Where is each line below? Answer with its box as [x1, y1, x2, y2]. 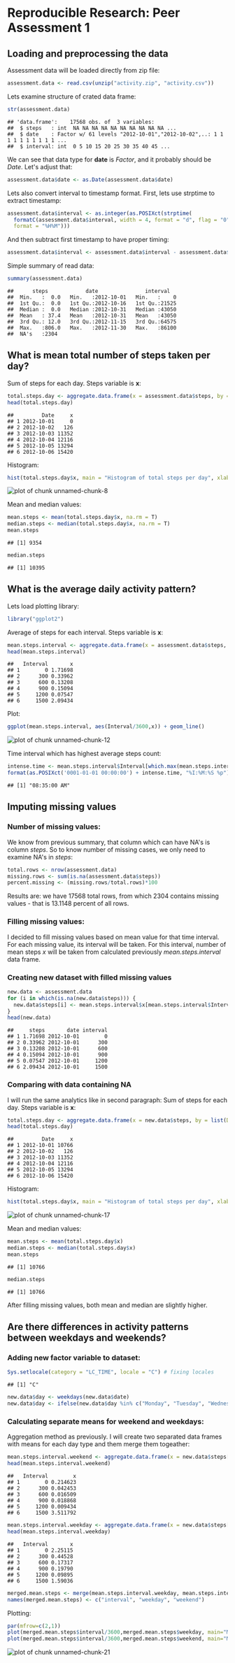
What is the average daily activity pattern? [7, 583, 197, 595]
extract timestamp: [7, 196, 62, 204]
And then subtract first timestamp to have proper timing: [7, 236, 169, 244]
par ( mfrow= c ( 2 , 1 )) [7, 1622, 61, 1629]
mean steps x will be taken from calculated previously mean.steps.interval [7, 948, 221, 956]
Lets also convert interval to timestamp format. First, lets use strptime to [7, 189, 215, 197]
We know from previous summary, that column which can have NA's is [7, 838, 211, 846]
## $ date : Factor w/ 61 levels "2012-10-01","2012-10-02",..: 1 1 [7, 131, 224, 138]
